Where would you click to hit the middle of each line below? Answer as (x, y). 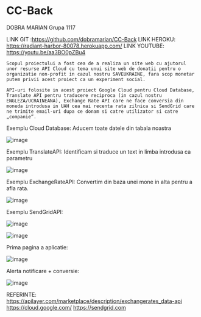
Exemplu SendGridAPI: (35, 212)
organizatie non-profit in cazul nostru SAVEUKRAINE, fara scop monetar (100, 74)
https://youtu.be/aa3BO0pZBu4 (46, 52)
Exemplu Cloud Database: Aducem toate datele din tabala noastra (89, 128)
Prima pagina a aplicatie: (37, 247)
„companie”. (21, 116)
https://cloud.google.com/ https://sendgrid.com (66, 307)
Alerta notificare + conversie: (43, 271)
